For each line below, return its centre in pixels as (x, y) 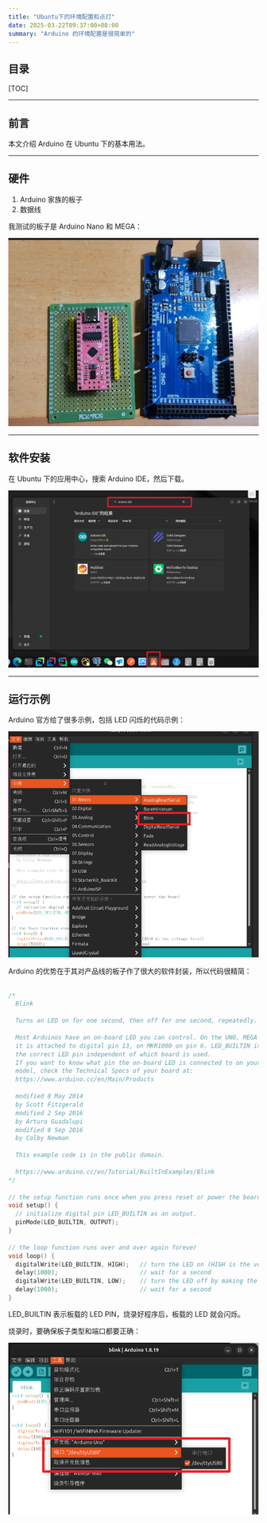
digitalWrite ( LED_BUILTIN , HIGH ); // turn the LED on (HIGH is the (133, 1264)
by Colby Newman (42, 1138)
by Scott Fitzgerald (49, 1104)
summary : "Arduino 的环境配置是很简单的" (72, 33)
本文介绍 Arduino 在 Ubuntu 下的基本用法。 (79, 144)
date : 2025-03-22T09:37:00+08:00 (64, 25)
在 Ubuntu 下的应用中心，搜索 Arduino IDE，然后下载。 (99, 479)
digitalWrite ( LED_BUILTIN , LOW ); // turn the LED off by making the (137, 1281)
